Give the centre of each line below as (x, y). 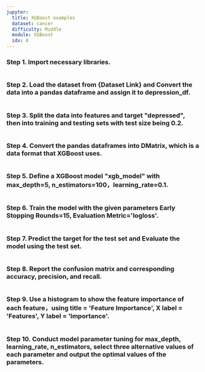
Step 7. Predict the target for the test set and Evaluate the (93, 238)
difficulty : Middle (37, 29)
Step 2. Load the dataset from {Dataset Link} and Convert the (99, 85)
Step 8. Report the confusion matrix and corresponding (91, 269)
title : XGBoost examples (44, 18)
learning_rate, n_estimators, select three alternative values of (100, 346)
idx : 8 (20, 41)
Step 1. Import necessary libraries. (59, 62)
